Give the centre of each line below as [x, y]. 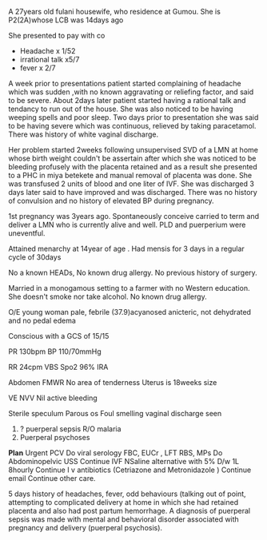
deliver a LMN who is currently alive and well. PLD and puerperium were [127, 224]
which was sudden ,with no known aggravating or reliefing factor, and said [131, 92]
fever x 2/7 [38, 68]
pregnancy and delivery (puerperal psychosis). [85, 528]
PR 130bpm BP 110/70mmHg [55, 351]
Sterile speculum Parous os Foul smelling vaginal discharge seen [115, 413]
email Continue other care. [52, 478]
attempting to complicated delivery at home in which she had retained [123, 502]
